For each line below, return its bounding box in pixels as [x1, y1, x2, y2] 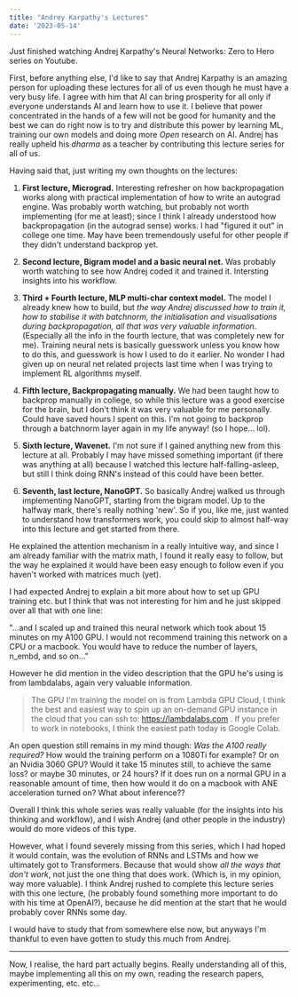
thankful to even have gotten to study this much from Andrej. [9, 933, 231, 944]
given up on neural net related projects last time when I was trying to [21, 358, 273, 369]
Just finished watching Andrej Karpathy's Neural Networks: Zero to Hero [9, 45, 275, 56]
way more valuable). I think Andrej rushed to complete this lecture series [9, 878, 274, 889]
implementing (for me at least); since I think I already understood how [21, 211, 277, 221]
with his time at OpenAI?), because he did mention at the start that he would [9, 897, 287, 907]
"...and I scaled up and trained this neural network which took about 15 [9, 622, 267, 633]
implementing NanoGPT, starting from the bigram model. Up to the [21, 495, 266, 506]
